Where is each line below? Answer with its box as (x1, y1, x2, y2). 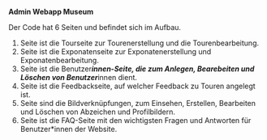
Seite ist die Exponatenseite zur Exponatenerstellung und (19, 47, 212, 56)
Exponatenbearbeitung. (19, 56, 99, 65)
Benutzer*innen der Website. (19, 125, 118, 134)
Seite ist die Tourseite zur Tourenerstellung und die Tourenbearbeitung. (19, 38, 260, 48)
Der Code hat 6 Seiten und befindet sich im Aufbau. (8, 23, 181, 32)
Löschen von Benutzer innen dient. (19, 73, 138, 82)
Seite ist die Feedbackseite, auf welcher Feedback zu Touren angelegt (19, 81, 256, 91)
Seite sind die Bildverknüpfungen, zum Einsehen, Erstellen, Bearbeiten (19, 99, 256, 108)
